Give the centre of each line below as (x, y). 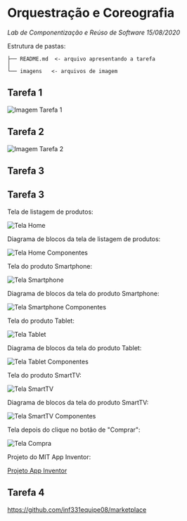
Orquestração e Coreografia (91, 13)
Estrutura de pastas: (37, 46)
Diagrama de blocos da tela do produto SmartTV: (78, 402)
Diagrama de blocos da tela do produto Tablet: (75, 348)
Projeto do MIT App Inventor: (49, 457)
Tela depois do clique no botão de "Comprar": (74, 430)
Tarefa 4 (26, 493)
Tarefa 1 (25, 93)
